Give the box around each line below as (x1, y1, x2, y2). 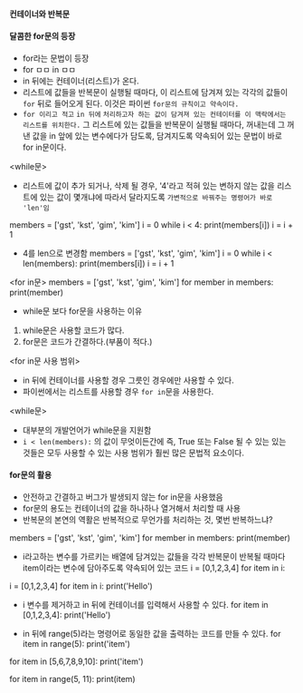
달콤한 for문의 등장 (9, 31, 76, 42)
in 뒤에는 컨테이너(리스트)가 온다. (22, 75, 139, 86)
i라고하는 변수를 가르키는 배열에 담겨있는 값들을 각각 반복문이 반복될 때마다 (22, 551, 286, 561)
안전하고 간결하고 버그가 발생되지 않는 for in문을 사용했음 (22, 492, 223, 503)
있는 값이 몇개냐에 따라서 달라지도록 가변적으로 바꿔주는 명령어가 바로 (39, 191, 273, 202)
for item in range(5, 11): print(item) (9, 674, 136, 684)
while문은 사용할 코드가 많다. (22, 325, 125, 336)
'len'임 (22, 203, 50, 212)
